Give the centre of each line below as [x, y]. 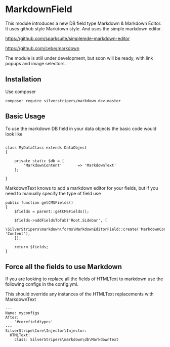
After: [12, 318]
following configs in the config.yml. [42, 284]
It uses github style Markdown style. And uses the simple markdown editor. [83, 28]
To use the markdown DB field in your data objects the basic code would [81, 128]
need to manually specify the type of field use [53, 193]
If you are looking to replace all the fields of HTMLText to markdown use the [84, 279]
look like [14, 134]
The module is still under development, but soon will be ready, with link [79, 58]
